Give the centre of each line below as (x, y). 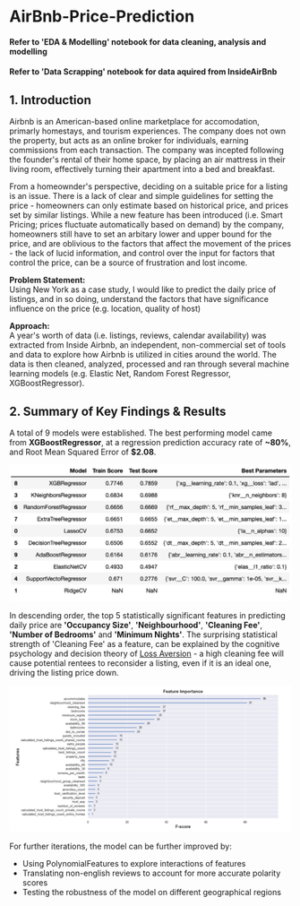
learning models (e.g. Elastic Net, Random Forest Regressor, (120, 374)
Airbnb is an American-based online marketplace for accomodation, (134, 122)
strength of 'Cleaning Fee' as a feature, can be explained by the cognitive (145, 643)
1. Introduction (50, 100)
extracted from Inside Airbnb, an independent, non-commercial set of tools (148, 345)
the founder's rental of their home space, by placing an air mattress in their (147, 160)
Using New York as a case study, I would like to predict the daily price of (143, 289)
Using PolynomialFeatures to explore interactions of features (134, 863)
